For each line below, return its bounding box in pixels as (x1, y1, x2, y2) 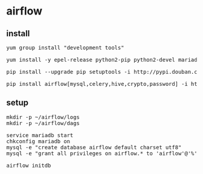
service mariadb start (6, 132, 74, 138)
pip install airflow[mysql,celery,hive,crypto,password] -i (6, 80, 188, 87)
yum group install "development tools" (6, 44, 124, 51)
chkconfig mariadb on (6, 138, 71, 144)
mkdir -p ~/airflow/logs (6, 114, 80, 120)
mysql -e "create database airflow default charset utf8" (6, 144, 182, 150)
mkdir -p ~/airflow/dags (6, 120, 80, 126)
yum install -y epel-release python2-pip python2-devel (6, 56, 175, 63)
